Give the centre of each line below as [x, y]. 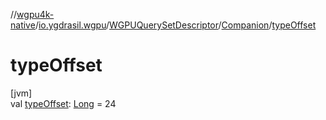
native [23, 25]
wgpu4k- [35, 14]
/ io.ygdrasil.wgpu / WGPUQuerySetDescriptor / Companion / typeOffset [175, 25]
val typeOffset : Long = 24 [63, 103]
